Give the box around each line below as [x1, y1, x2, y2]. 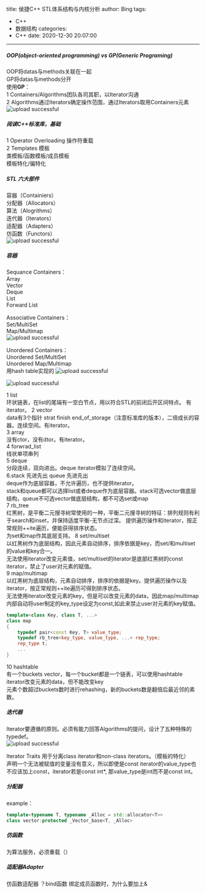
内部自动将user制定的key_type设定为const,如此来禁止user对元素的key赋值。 [6, 600, 199, 607]
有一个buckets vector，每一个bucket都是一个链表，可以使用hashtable [6, 670, 183, 678]
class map [6, 618, 32, 624]
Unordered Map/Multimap [6, 359, 72, 367]
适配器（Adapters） [6, 222, 56, 229]
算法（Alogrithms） [6, 207, 56, 214]
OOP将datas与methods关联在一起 [6, 67, 92, 75]
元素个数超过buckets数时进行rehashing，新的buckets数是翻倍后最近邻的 [6, 686, 190, 693]
